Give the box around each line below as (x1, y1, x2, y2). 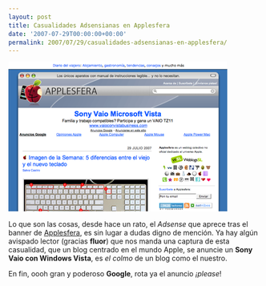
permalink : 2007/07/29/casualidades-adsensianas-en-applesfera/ (8, 38, 228, 46)
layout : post (8, 13, 52, 21)
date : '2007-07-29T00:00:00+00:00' (8, 30, 127, 38)
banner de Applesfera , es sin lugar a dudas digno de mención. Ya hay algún (8, 228, 259, 238)
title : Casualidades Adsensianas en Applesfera (8, 21, 171, 30)
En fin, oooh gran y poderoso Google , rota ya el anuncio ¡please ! (8, 269, 222, 279)
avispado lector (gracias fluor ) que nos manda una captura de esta (8, 236, 230, 246)
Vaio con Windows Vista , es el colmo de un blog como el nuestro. (8, 253, 228, 264)
